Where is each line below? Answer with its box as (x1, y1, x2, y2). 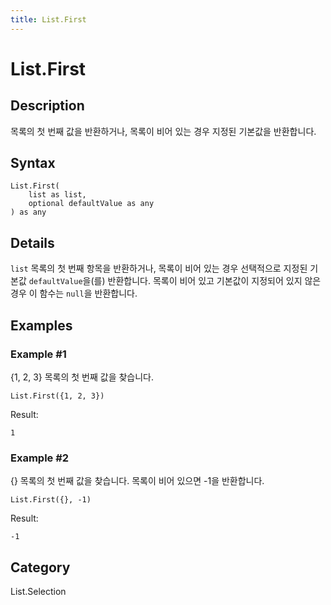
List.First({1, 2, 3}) (10, 391, 105, 401)
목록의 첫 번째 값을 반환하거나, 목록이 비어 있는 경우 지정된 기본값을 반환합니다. (10, 125, 317, 137)
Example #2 (10, 451, 70, 465)
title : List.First (10, 14, 87, 25)
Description (10, 97, 85, 115)
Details (10, 234, 55, 251)
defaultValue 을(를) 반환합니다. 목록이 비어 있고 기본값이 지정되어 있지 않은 (28, 275, 322, 287)
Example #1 (10, 347, 67, 361)
